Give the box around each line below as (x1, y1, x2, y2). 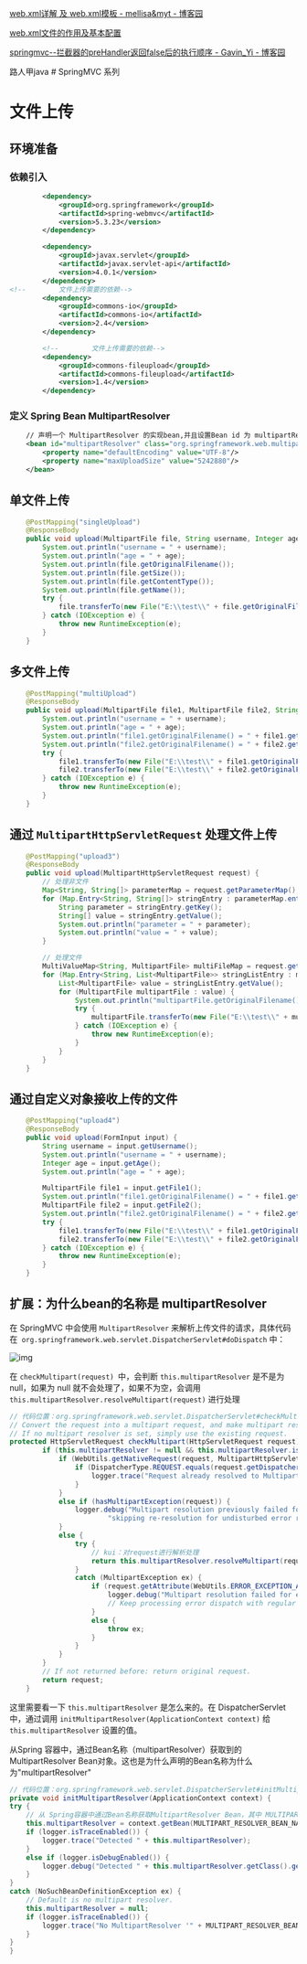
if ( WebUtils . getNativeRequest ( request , (58, 1455, 215, 1464)
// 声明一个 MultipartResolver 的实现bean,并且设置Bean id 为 (26, 431, 251, 441)
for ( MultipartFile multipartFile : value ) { (58, 987, 235, 997)
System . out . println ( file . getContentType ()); (42, 577, 215, 586)
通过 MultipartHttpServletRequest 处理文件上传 (9, 827, 278, 843)
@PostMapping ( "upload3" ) (26, 851, 121, 861)
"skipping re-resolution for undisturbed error (107, 1514, 292, 1523)
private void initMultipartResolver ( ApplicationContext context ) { (9, 1793, 272, 1803)
